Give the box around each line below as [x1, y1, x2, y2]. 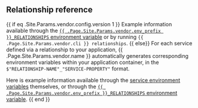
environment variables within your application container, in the [6, 58, 159, 66]
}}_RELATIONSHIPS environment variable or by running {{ [6, 33, 144, 41]
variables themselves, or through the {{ [6, 83, 103, 90]
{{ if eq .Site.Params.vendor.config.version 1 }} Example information [6, 20, 172, 27]
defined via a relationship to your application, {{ [6, 46, 123, 53]
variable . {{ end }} [6, 95, 51, 103]
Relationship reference [6, 5, 93, 15]
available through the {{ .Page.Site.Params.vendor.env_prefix [6, 27, 161, 34]
